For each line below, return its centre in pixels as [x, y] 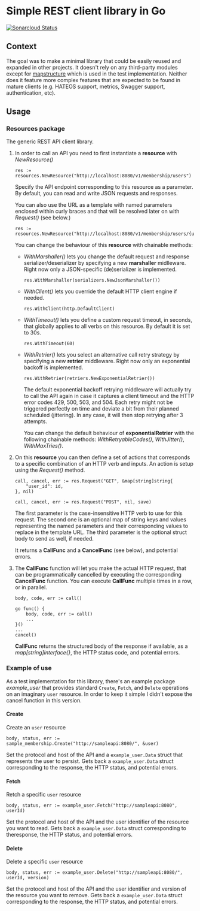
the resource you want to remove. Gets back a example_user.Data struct [94, 895]
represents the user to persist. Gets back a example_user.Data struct [90, 761]
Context [21, 46]
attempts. [36, 421]
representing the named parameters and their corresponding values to [101, 526]
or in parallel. [31, 587]
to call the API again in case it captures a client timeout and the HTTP [109, 396]
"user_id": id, [45, 487]
